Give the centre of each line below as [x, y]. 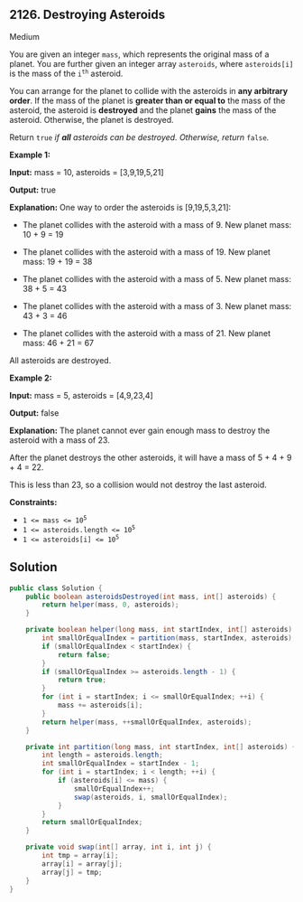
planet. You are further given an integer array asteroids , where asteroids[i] [151, 63]
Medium [25, 36]
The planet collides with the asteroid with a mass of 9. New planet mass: [157, 224]
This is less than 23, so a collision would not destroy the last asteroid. [138, 484]
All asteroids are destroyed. [60, 360]
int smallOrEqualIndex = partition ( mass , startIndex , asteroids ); [169, 638]
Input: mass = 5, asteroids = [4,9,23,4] [81, 395]
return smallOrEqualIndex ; [92, 822]
